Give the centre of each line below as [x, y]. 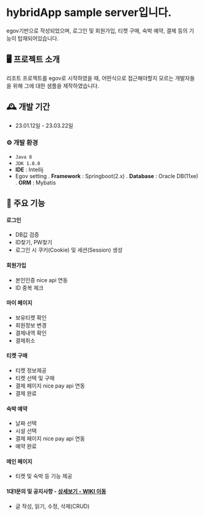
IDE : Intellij [29, 170]
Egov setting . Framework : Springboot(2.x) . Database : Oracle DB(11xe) [107, 176]
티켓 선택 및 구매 [35, 378]
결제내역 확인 [31, 333]
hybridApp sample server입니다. [89, 13]
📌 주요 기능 [26, 204]
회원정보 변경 [31, 325]
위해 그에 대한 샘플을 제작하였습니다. [56, 86]
